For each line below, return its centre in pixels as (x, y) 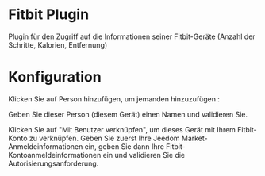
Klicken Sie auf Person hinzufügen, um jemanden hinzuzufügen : (114, 99)
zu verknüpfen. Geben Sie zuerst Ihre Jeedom (104, 138)
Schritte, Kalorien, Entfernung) (58, 44)
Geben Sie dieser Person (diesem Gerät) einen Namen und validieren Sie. (128, 114)
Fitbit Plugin (49, 15)
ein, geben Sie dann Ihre (125, 146)
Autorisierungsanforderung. (54, 163)
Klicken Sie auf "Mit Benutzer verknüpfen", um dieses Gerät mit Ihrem (122, 129)
